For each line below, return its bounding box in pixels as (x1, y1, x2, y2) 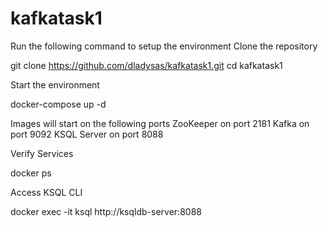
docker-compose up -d (10, 98, 107, 110)
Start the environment (10, 78, 100, 91)
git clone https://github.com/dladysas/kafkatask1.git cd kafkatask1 (10, 59, 283, 71)
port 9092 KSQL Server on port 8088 (10, 128, 164, 140)
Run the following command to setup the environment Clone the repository (10, 40, 318, 52)
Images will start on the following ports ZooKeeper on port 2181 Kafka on (10, 117, 310, 129)
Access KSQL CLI (10, 186, 83, 198)
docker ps (10, 167, 52, 179)
